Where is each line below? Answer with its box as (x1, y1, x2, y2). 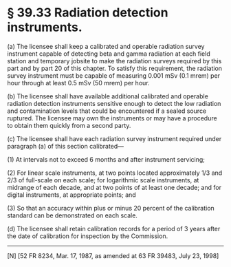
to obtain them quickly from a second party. (7, 121, 131, 129)
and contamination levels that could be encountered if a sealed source (7, 107, 207, 115)
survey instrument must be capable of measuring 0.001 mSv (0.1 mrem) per (7, 71, 221, 80)
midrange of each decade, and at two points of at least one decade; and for (7, 183, 222, 191)
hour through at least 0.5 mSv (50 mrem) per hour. (7, 78, 150, 87)
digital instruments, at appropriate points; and (7, 191, 136, 199)
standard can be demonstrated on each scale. (7, 211, 137, 220)
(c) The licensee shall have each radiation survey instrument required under (7, 134, 222, 142)
